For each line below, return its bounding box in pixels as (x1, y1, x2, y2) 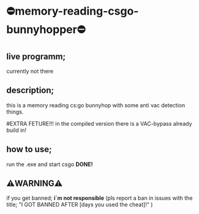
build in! (6, 126, 26, 134)
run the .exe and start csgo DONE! (6, 160, 93, 168)
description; (6, 85, 54, 96)
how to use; (6, 144, 52, 155)
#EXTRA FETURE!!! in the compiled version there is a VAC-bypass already (6, 120, 192, 127)
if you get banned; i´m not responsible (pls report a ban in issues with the (6, 194, 193, 202)
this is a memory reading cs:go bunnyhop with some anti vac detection (6, 101, 186, 109)
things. (6, 108, 24, 115)
